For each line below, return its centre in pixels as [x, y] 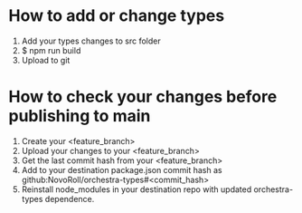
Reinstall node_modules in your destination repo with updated [137, 189]
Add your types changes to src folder [91, 41]
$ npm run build [51, 50]
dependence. [70, 198]
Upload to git [46, 60]
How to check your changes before [143, 97]
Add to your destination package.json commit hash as [122, 169]
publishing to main [80, 116]
